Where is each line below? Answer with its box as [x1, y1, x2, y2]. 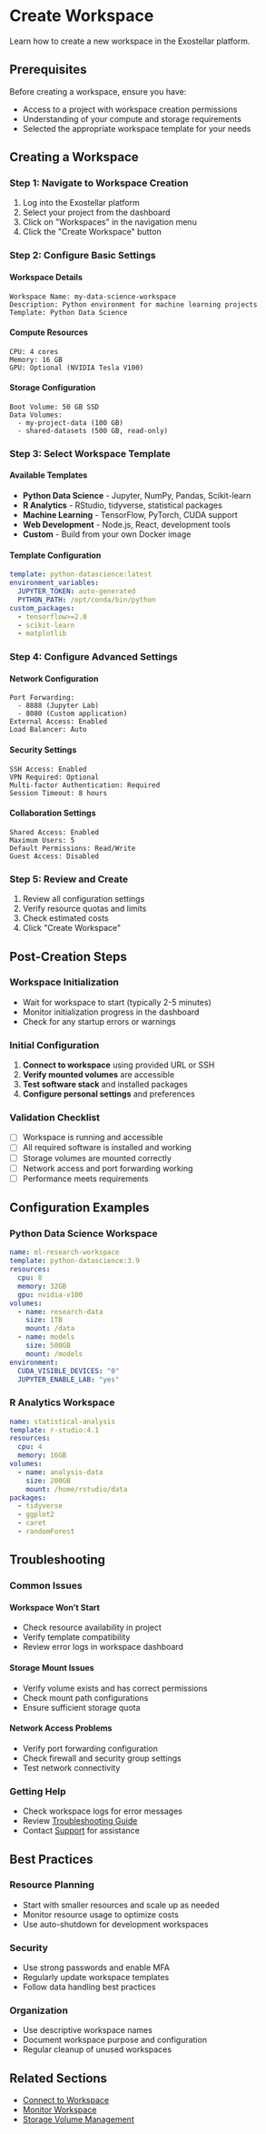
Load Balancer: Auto [9, 725, 88, 734]
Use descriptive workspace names [22, 2025, 153, 2036]
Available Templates [9, 470, 88, 480]
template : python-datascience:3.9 [9, 1257, 141, 1266]
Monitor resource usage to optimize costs [22, 1908, 179, 1920]
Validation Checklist [9, 1111, 101, 1124]
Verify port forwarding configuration [22, 1743, 159, 1754]
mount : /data [25, 1324, 75, 1333]
